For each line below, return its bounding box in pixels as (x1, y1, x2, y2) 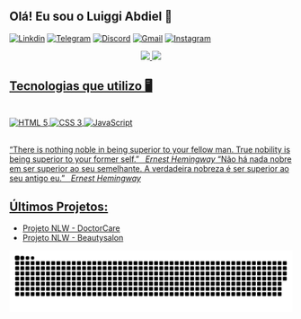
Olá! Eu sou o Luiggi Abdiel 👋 (9, 9, 173, 24)
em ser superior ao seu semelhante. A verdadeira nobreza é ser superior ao (9, 164, 289, 174)
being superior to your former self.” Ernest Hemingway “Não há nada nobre (9, 154, 292, 164)
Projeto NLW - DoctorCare (22, 223, 120, 234)
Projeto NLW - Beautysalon (22, 233, 124, 244)
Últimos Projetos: (9, 199, 109, 214)
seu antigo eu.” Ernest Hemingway (9, 173, 142, 184)
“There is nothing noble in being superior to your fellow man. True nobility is (9, 145, 290, 155)
